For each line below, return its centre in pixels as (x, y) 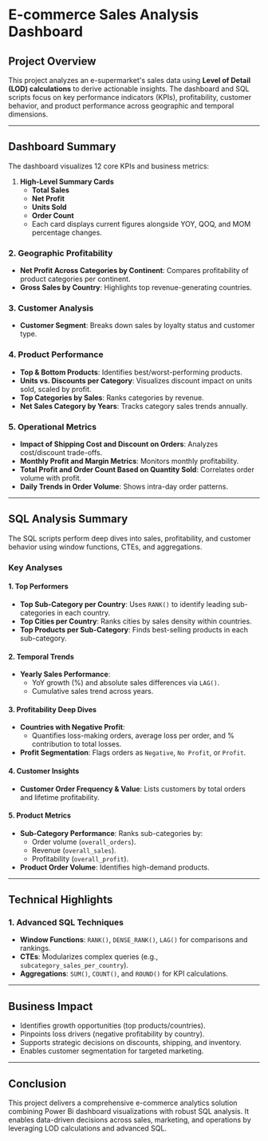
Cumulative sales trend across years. (93, 691)
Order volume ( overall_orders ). (84, 842)
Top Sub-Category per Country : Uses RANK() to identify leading (125, 604)
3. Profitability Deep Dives (53, 709)
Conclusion (37, 1084)
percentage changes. (67, 232)
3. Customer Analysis (51, 308)
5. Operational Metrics (53, 426)
